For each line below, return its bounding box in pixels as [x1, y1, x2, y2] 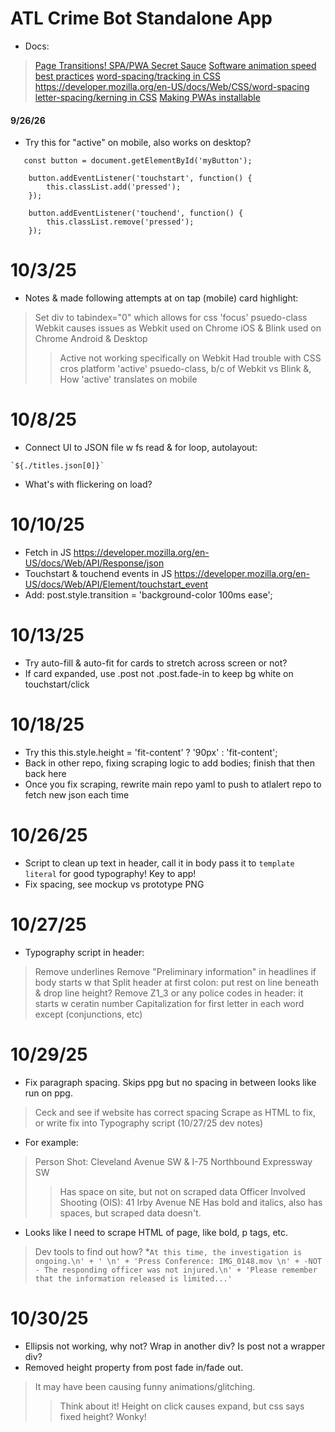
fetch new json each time [24, 788, 130, 801]
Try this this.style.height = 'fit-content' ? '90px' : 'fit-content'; [24, 746, 278, 758]
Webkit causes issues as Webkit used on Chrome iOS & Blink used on [34, 322, 322, 334]
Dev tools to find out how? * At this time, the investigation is [34, 1245, 303, 1257]
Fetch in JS [24, 546, 72, 558]
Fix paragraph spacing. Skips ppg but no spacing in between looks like [24, 1076, 317, 1088]
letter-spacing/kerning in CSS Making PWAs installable [34, 91, 261, 103]
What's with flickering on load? [24, 478, 153, 491]
